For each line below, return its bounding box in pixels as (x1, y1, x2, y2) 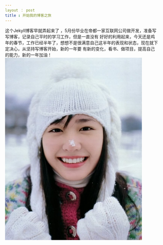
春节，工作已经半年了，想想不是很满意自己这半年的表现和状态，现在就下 (13, 39, 158, 46)
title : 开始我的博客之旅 (5, 13, 52, 18)
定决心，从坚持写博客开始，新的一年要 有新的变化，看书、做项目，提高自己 (5, 46, 155, 52)
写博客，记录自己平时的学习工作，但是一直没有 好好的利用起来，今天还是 (5, 34, 151, 39)
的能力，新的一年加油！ (5, 52, 52, 58)
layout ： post (5, 8, 35, 13)
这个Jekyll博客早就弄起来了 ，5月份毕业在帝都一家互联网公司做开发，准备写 (5, 27, 157, 34)
